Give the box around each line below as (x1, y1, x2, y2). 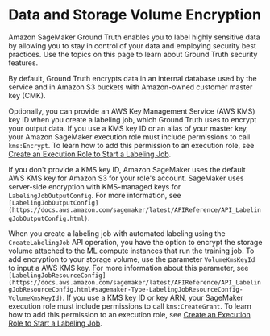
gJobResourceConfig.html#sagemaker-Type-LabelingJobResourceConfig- (8, 285, 243, 293)
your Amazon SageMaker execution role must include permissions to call (8, 131, 251, 142)
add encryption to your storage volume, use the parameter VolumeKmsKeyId (8, 254, 255, 263)
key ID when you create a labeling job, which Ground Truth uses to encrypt (8, 114, 257, 124)
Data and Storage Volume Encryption (8, 6, 262, 24)
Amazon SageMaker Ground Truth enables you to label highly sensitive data (8, 32, 260, 42)
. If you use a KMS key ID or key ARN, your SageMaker (62, 292, 244, 302)
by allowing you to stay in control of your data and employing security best (8, 40, 256, 50)
